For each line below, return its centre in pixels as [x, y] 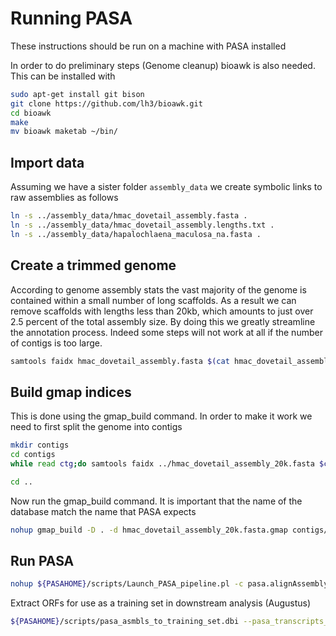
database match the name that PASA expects [103, 511]
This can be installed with [63, 76]
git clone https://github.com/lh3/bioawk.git [106, 103]
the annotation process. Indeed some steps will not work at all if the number [166, 332]
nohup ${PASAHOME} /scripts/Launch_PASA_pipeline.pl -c [127, 584]
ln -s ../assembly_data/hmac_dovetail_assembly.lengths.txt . [142, 225]
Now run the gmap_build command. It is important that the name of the [156, 501]
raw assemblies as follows [64, 198]
